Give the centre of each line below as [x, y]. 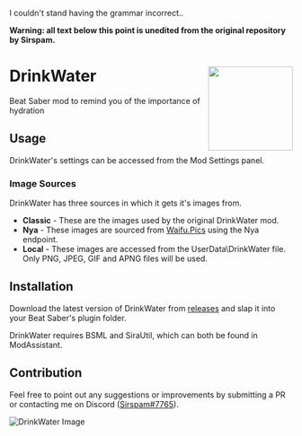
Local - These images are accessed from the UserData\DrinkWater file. [154, 249]
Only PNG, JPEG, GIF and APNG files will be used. [115, 258]
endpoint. [40, 240]
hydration [27, 110]
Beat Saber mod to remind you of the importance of [105, 100]
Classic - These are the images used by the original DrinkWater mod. [151, 221]
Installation [41, 287]
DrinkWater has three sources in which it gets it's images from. [126, 203]
